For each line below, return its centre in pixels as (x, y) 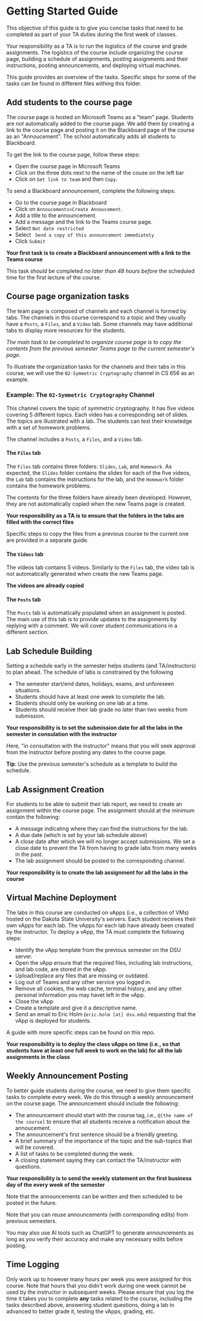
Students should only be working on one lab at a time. (82, 703)
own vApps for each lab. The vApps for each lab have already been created (100, 925)
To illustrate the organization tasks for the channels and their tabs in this (96, 367)
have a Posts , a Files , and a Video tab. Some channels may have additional (99, 324)
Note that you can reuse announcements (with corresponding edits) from (97, 1215)
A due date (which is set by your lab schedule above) (81, 835)
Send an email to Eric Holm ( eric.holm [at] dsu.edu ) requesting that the (105, 1014)
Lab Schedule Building (49, 651)
